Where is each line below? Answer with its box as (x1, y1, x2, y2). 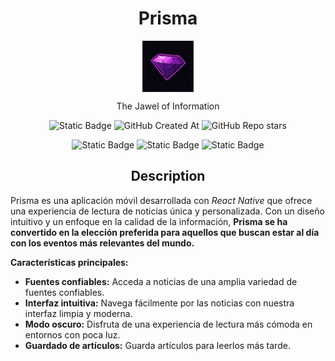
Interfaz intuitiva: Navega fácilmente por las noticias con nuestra (24, 297, 295, 309)
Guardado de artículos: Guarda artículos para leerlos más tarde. (24, 339, 291, 351)
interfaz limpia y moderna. (24, 307, 133, 319)
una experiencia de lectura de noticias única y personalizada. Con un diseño (10, 205, 325, 217)
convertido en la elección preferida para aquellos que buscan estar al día (10, 226, 320, 238)
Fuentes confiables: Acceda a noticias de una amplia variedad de (24, 275, 298, 287)
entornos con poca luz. (24, 328, 121, 341)
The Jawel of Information (116, 100, 220, 112)
